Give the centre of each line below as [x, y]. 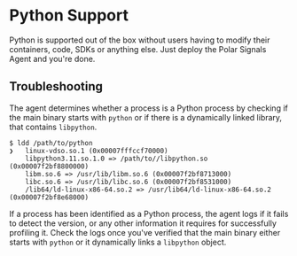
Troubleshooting [56, 86]
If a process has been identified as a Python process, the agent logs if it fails [149, 213]
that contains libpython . [53, 127]
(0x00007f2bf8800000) [49, 166]
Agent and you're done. [52, 58]
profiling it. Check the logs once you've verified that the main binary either [145, 232]
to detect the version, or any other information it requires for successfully [143, 223]
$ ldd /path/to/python [51, 143]
